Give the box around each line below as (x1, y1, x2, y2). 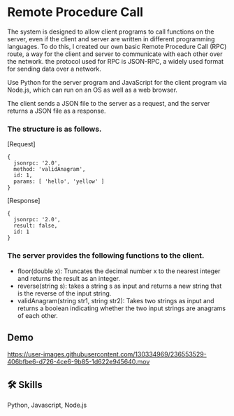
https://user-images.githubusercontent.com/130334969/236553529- (7, 350, 207, 359)
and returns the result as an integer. (17, 274, 121, 282)
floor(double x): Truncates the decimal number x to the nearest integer (17, 267, 221, 275)
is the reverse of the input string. (17, 289, 112, 298)
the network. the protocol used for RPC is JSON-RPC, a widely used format (7, 57, 224, 65)
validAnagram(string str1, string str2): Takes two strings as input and (17, 296, 214, 305)
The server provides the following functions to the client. (7, 251, 205, 261)
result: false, (13, 222, 58, 230)
